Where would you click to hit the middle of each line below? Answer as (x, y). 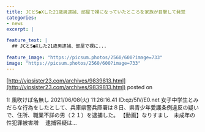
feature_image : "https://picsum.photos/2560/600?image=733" (85, 57)
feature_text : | (27, 40)
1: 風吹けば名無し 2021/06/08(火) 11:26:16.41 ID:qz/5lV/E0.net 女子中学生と (100, 100)
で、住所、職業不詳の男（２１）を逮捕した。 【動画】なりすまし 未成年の (101, 115)
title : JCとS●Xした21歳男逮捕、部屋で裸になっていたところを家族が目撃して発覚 (96, 12)
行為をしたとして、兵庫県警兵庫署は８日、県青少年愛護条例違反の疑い (110, 107)
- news (15, 23)
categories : (21, 18)
